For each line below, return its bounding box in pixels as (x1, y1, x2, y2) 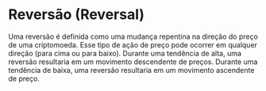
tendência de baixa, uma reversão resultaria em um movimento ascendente (8, 65, 255, 74)
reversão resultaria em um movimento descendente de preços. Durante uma (8, 57, 258, 66)
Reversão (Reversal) (8, 6, 145, 24)
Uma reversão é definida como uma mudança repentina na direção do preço (8, 32, 258, 41)
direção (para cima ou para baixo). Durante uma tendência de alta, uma (8, 48, 242, 58)
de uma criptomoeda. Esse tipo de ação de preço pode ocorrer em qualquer (8, 40, 258, 49)
